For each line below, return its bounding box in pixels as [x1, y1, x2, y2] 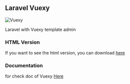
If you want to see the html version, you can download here [5, 50, 125, 56]
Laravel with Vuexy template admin [5, 27, 76, 32]
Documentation [5, 62, 43, 69]
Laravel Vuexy [5, 4, 50, 12]
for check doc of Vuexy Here [5, 73, 64, 79]
